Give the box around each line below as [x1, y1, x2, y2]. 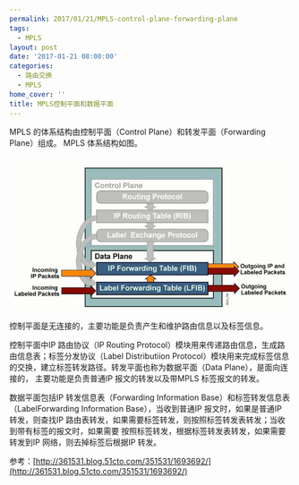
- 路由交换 [17, 72, 53, 81]
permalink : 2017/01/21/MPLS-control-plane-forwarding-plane [9, 14, 239, 23]
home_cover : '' [9, 89, 66, 98]
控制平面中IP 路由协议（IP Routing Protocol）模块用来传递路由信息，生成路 [9, 340, 286, 351]
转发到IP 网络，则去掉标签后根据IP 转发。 [9, 437, 162, 447]
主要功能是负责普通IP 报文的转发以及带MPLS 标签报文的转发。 [34, 373, 264, 384]
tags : [9, 23, 30, 33]
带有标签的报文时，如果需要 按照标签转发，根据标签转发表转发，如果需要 [16, 426, 286, 437]
